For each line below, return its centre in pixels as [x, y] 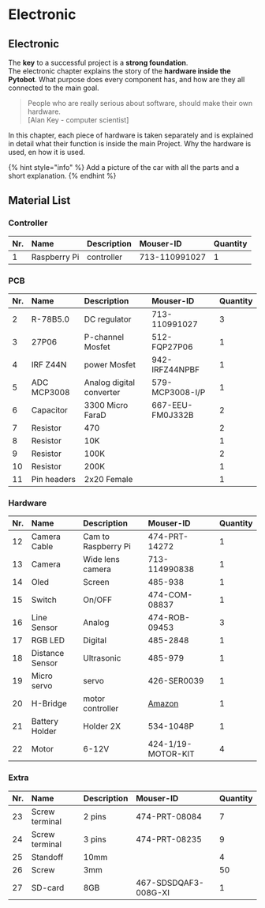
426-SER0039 [176, 681]
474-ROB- [169, 618]
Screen [96, 582]
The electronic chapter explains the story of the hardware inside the [119, 71]
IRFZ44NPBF [175, 369]
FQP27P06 [172, 347]
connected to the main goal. [54, 88]
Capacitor [50, 410]
